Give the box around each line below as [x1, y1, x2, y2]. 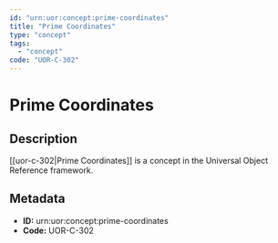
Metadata [9, 191, 66, 207]
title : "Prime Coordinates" [9, 22, 117, 31]
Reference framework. [9, 165, 94, 176]
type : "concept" [9, 30, 71, 39]
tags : [9, 38, 30, 48]
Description [9, 131, 77, 147]
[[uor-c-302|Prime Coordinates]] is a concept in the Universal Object [9, 156, 269, 166]
